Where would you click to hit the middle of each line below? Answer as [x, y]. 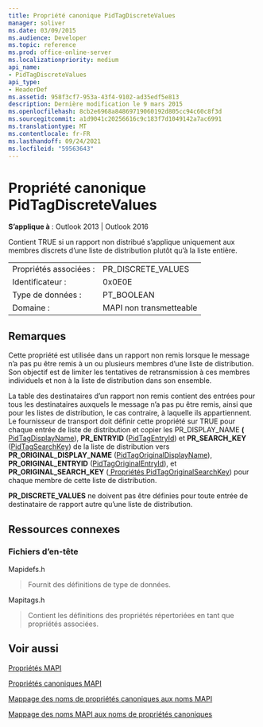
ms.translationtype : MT [48, 126]
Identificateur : [39, 282]
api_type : [25, 82]
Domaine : [31, 308]
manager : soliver [37, 23]
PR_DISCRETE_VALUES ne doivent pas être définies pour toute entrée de [128, 496]
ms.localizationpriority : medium [64, 60]
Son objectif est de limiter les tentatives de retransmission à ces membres [129, 372]
